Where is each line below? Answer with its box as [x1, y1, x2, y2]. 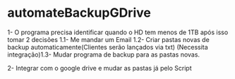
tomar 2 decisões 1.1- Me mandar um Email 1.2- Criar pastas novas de [7, 35, 210, 43]
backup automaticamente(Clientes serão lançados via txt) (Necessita [7, 43, 208, 51]
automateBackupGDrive [7, 5, 152, 21]
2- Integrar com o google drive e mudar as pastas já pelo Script [7, 64, 192, 72]
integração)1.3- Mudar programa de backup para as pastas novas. [7, 50, 200, 59]
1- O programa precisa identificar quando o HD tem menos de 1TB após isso [7, 28, 229, 36]
